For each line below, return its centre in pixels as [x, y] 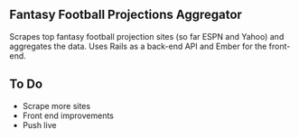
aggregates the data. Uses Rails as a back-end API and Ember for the [138, 46]
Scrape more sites [56, 106]
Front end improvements [68, 115]
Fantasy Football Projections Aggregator [126, 15]
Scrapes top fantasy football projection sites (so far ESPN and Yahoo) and [147, 36]
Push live [39, 124]
